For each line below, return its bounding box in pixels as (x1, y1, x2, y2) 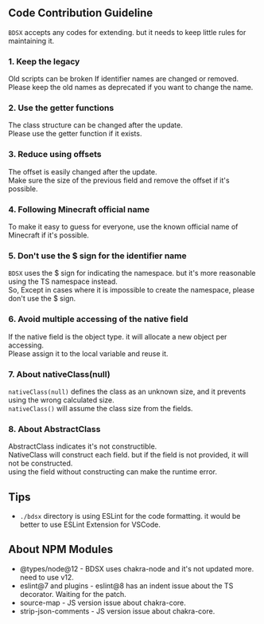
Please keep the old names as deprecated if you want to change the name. (8, 83, 254, 92)
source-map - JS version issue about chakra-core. (19, 598, 187, 607)
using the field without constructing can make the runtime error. (8, 467, 217, 477)
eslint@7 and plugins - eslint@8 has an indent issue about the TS (19, 581, 234, 591)
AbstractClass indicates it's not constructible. (8, 442, 157, 451)
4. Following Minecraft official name (8, 203, 149, 214)
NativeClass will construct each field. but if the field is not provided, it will (8, 450, 249, 460)
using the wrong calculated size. (8, 394, 115, 405)
